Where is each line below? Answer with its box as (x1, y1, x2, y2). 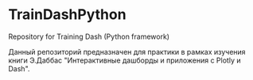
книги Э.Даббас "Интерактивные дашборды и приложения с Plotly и (8, 55, 241, 65)
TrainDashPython (8, 6, 127, 24)
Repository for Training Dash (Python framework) (8, 32, 169, 41)
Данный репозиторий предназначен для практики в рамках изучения (8, 47, 246, 56)
